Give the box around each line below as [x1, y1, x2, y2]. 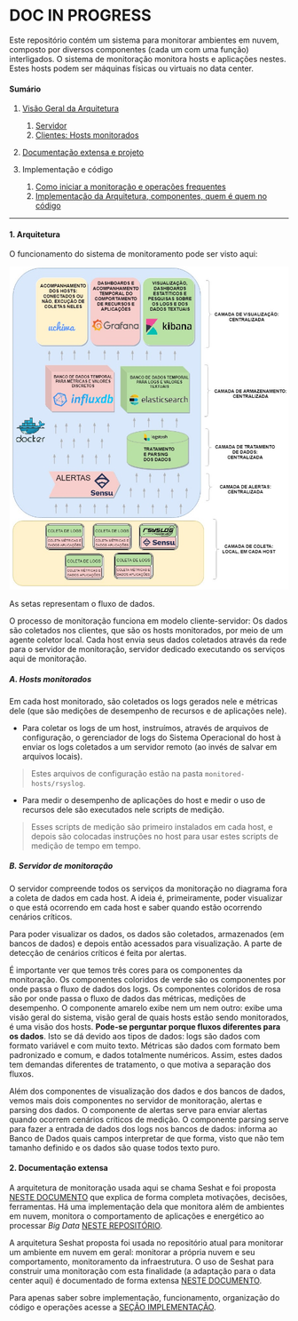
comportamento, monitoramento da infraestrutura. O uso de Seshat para [9, 1256, 275, 1267]
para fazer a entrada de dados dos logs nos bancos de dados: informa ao [9, 1123, 278, 1134]
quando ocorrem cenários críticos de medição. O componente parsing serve [9, 1114, 290, 1125]
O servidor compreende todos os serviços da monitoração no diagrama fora [9, 883, 288, 894]
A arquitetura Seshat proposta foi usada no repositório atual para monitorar [9, 1237, 284, 1248]
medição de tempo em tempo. [30, 840, 142, 851]
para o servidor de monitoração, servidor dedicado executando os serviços [9, 643, 286, 654]
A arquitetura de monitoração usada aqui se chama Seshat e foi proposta [9, 1182, 277, 1193]
